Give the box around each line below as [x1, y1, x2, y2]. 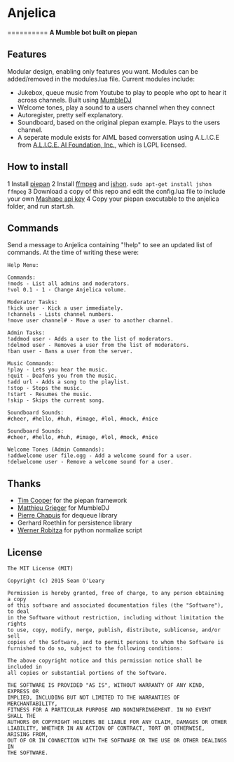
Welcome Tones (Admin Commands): [7, 446, 105, 454]
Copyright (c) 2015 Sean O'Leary [7, 577, 105, 584]
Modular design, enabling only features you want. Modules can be [7, 67, 198, 75]
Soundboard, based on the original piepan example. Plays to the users [17, 118, 221, 126]
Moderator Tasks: [7, 298, 58, 306]
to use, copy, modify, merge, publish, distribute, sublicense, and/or [7, 626, 221, 633]
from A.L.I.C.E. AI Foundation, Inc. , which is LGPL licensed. [17, 140, 187, 149]
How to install [7, 161, 69, 173]
